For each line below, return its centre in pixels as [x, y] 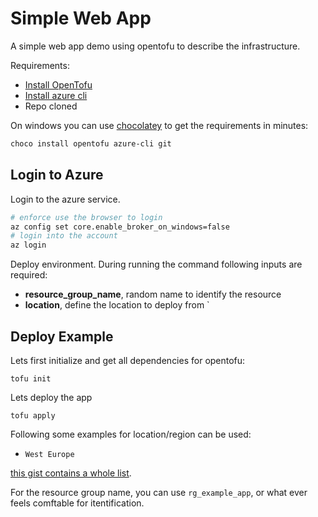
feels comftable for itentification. [77, 503]
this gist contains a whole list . [71, 473]
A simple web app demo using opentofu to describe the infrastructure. [155, 46]
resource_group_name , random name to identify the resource [153, 294]
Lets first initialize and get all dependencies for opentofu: [128, 360]
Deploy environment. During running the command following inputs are [156, 264]
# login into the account [64, 236]
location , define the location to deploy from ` [117, 305]
